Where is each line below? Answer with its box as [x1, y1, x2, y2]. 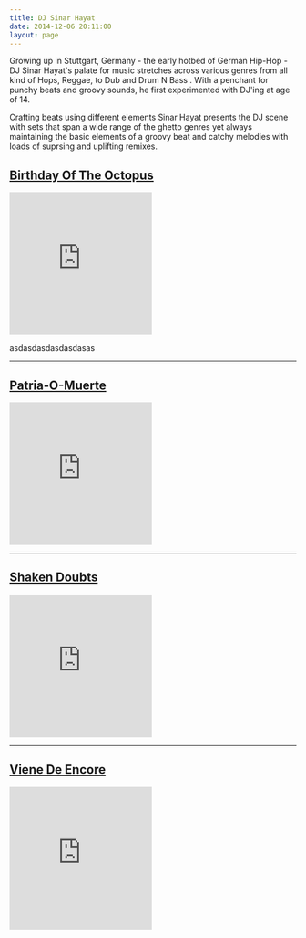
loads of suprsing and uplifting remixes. [9, 141, 158, 152]
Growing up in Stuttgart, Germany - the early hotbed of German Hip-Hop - [9, 56, 289, 67]
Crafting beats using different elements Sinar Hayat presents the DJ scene [9, 111, 289, 123]
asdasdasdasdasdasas [9, 343, 96, 353]
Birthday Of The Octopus [9, 167, 155, 183]
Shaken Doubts [9, 570, 98, 585]
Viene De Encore [9, 762, 107, 777]
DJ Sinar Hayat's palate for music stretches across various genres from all [9, 65, 289, 76]
